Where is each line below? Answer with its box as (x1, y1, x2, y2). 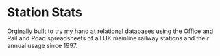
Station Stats (7, 5, 82, 20)
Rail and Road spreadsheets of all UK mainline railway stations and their (7, 34, 210, 42)
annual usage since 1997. (7, 41, 78, 49)
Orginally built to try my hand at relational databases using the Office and (7, 27, 214, 35)
